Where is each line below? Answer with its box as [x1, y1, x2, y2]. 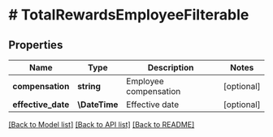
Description [147, 62, 194, 73]
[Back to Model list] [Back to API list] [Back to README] [8, 120, 195, 129]
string [76, 81, 102, 92]
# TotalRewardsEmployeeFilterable [8, 6, 249, 24]
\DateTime [76, 99, 119, 110]
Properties [8, 38, 63, 52]
